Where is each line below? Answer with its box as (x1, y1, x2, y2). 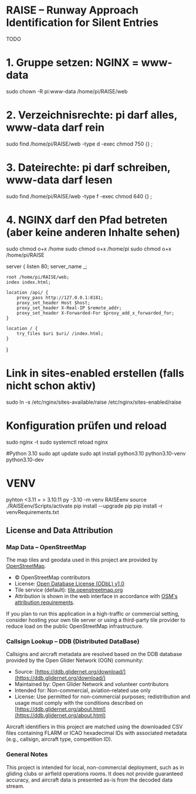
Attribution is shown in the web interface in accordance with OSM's (14, 593, 178, 600)
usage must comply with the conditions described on (14, 700, 143, 707)
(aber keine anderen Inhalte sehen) (6, 225, 181, 239)
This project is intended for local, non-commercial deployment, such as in (6, 763, 184, 771)
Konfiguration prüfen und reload (6, 419, 167, 432)
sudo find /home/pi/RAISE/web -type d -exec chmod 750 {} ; (6, 140, 153, 147)
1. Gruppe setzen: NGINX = (6, 56, 139, 69)
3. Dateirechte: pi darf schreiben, (6, 161, 171, 174)
